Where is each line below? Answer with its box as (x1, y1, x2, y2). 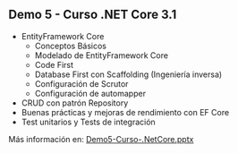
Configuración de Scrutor (34, 78, 129, 89)
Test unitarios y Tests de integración (21, 116, 156, 127)
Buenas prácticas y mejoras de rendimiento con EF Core (21, 106, 230, 117)
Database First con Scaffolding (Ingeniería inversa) (34, 69, 223, 80)
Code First (34, 59, 73, 70)
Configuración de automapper (34, 88, 147, 98)
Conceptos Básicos (34, 40, 106, 51)
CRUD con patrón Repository (21, 98, 129, 108)
